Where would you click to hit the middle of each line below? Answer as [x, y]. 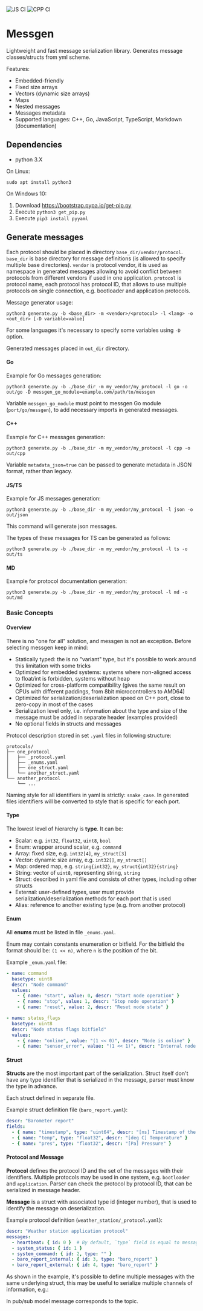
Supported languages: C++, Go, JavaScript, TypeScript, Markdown [98, 119]
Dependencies [34, 145]
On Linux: [18, 171]
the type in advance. [32, 1087]
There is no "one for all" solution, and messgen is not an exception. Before [99, 641]
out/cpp [16, 453]
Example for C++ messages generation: [56, 437]
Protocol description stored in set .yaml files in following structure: [89, 735]
